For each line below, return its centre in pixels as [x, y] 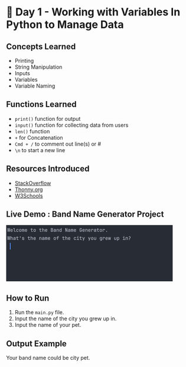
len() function [32, 131]
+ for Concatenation [39, 137]
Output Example [36, 344]
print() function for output [48, 118]
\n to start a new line [40, 150]
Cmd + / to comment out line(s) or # [58, 144]
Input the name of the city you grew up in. [66, 318]
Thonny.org [29, 189]
